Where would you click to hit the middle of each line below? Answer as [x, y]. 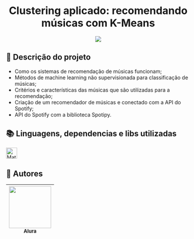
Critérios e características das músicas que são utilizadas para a [92, 90]
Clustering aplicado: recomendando [98, 11]
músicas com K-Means [98, 23]
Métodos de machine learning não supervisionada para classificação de [101, 78]
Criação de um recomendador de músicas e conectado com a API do [98, 102]
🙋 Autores [25, 173]
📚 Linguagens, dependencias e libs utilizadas [91, 134]
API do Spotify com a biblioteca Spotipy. [63, 114]
